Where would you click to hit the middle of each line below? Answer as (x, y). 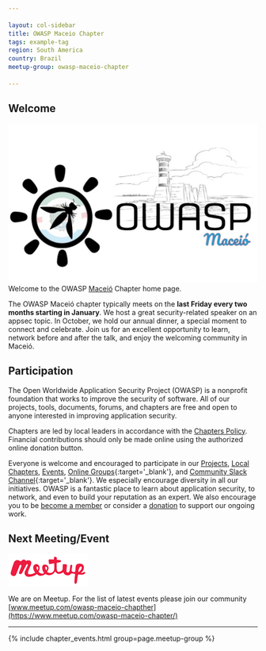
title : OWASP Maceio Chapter (56, 33)
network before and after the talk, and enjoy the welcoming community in (128, 337)
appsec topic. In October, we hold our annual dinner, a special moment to (127, 321)
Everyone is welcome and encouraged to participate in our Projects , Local (129, 463)
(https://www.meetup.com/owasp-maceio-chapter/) (93, 615)
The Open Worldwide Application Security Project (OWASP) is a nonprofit (128, 390)
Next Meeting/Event (59, 539)
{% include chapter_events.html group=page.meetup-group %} (112, 638)
